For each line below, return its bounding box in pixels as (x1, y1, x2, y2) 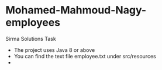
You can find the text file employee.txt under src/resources (13, 52, 156, 60)
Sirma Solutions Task (5, 35, 56, 42)
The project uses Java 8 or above (13, 46, 95, 53)
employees (5, 16, 61, 29)
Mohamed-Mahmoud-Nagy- (5, 3, 147, 17)
